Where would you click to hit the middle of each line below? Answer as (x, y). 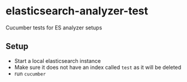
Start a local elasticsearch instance (58, 60)
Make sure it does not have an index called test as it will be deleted (98, 67)
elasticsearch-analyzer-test (77, 11)
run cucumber (30, 74)
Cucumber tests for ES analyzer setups (54, 28)
